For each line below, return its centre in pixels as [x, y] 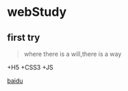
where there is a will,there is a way [73, 54]
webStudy [37, 12]
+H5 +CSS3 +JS [30, 67]
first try [24, 38]
